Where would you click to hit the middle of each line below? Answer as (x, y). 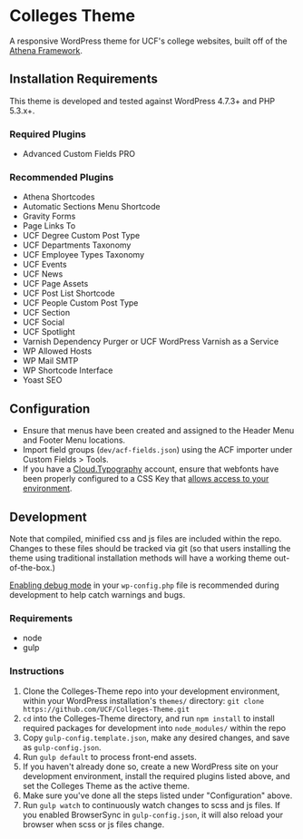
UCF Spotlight (49, 332)
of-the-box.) (33, 567)
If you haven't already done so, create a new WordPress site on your (151, 766)
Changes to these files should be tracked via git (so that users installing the (150, 548)
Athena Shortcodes (59, 197)
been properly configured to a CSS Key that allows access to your (146, 479)
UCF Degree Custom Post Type (81, 236)
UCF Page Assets (55, 284)
